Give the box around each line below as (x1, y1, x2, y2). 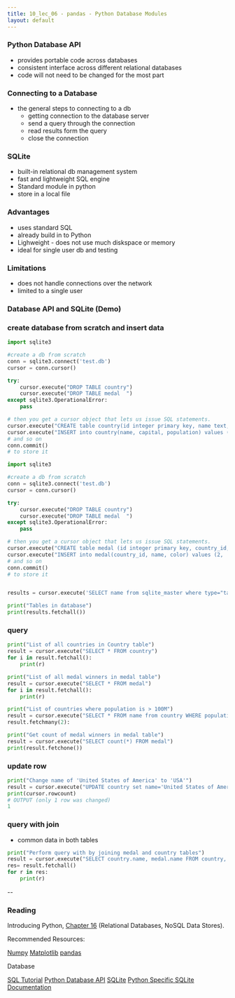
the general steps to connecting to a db (17, 104, 131, 113)
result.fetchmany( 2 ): (7, 719, 71, 726)
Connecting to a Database (7, 88, 98, 98)
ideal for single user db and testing (17, 245, 118, 254)
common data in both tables (17, 835, 99, 844)
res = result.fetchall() (7, 862, 77, 870)
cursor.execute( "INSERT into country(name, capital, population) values (7, 429, 224, 436)
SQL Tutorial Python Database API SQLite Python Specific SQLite (7, 976, 194, 984)
